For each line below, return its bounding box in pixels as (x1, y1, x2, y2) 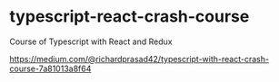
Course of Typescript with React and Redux (9, 36, 173, 47)
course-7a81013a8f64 (9, 63, 92, 74)
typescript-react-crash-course (9, 6, 250, 27)
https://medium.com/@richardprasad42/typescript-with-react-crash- (9, 53, 270, 64)
